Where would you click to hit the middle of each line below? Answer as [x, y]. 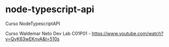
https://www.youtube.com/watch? [128, 33]
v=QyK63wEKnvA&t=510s [33, 39]
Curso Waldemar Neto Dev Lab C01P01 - [48, 33]
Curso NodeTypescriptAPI [33, 24]
